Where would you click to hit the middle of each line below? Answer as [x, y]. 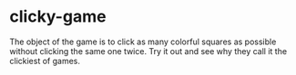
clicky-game [58, 17]
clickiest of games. [45, 61]
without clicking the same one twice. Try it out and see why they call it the [148, 51]
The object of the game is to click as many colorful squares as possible [143, 42]
